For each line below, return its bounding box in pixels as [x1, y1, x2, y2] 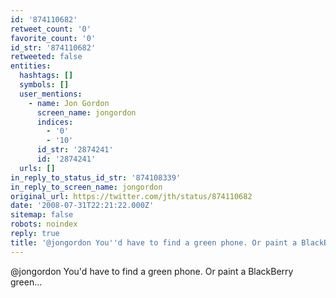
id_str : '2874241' [36, 145, 114, 155]
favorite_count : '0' [10, 33, 97, 43]
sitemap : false [10, 210, 74, 220]
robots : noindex [10, 219, 78, 230]
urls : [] [19, 163, 56, 173]
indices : [36, 117, 74, 127]
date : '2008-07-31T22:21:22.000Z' [10, 201, 155, 211]
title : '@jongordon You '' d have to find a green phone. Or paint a [10, 237, 298, 248]
